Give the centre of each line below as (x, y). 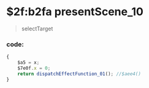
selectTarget (37, 29)
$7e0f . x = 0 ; (34, 68)
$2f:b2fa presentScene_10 (75, 12)
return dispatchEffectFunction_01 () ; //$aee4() (79, 74)
